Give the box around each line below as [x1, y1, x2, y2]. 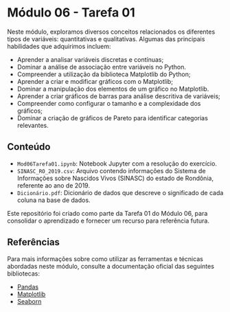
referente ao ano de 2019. [16, 181, 91, 190]
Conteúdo [7, 141, 51, 153]
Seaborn [16, 297, 42, 305]
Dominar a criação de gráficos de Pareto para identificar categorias [16, 113, 208, 122]
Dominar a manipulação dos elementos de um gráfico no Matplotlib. [16, 85, 209, 93]
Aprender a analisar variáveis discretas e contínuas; [16, 55, 164, 63]
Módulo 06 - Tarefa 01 [7, 5, 135, 21]
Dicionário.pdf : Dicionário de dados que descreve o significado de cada [16, 188, 224, 197]
